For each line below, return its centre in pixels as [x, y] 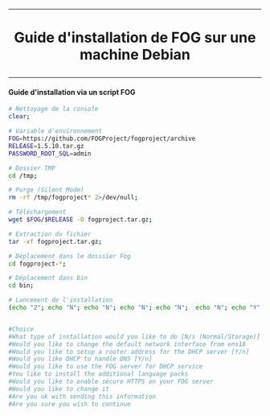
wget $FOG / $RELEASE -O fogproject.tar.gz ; [80, 220]
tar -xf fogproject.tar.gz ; [55, 241]
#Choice [21, 329]
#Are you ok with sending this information [82, 396]
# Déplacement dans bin [48, 278]
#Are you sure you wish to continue [70, 404]
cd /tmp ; [23, 175]
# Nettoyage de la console [53, 109]
